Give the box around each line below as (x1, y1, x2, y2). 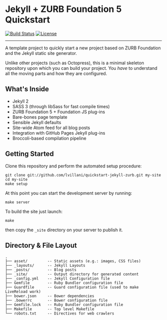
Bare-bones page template (12, 114, 68, 120)
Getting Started (5, 150, 54, 158)
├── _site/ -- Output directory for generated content (5, 272, 139, 277)
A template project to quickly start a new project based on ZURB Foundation (5, 45, 161, 51)
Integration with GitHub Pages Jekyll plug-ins (12, 130, 105, 136)
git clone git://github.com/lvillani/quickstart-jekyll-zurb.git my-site (5, 172, 162, 177)
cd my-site (5, 177, 28, 182)
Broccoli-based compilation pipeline (12, 135, 86, 141)
